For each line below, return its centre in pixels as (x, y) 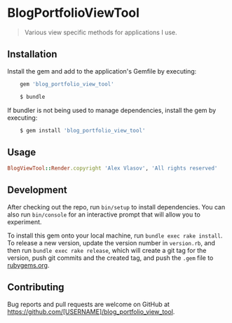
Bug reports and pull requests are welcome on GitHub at (89, 304)
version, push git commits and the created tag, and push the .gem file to (110, 258)
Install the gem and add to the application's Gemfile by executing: (102, 71)
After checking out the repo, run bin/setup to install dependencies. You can (116, 207)
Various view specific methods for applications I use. (101, 32)
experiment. (25, 221)
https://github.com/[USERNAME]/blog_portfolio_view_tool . (91, 311)
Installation (32, 54)
